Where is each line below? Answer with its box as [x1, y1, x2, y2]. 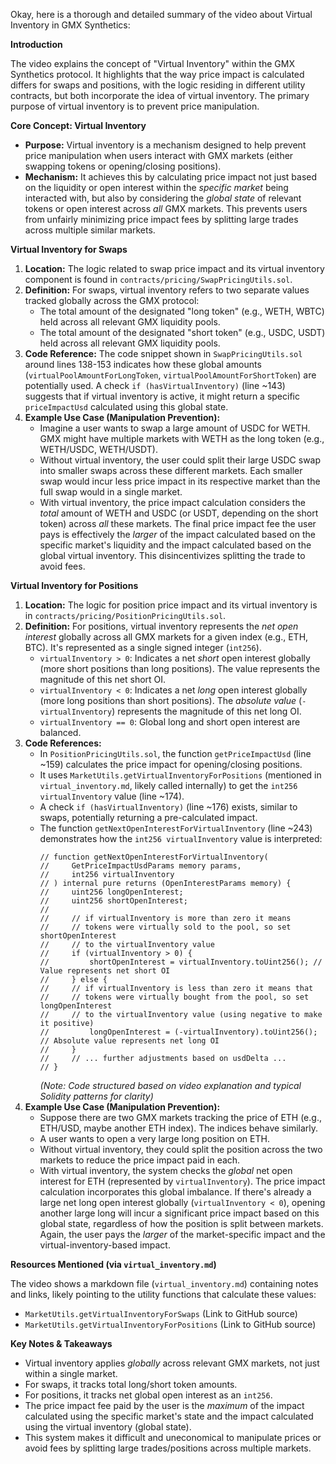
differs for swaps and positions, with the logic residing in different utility [10, 79, 306, 91]
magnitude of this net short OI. [39, 674, 167, 685]
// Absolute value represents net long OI [39, 1036, 220, 1046]
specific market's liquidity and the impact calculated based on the [39, 539, 312, 551]
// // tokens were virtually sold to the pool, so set [39, 922, 292, 932]
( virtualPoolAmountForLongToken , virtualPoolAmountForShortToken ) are [24, 369, 317, 381]
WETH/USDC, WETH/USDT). [39, 444, 158, 455]
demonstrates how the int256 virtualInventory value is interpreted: [39, 833, 323, 844]
